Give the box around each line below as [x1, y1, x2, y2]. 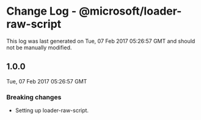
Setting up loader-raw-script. [15, 107, 89, 114]
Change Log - [6, 4, 77, 18]
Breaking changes [6, 93, 62, 101]
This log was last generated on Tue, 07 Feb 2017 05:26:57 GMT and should [6, 37, 196, 44]
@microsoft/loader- [78, 4, 182, 18]
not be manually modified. [6, 44, 72, 51]
